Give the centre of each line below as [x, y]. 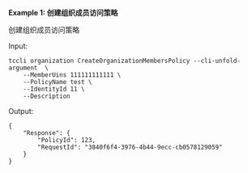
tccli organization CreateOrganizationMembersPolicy [99, 61]
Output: [21, 111]
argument [23, 68]
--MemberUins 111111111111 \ [72, 75]
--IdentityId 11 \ [54, 89]
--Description [47, 96]
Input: [18, 46]
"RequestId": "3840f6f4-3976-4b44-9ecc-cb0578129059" [130, 147]
